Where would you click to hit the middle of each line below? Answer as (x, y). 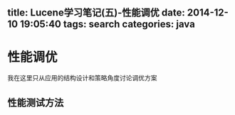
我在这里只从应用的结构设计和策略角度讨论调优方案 (82, 78)
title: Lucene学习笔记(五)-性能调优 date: (96, 13)
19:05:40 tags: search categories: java (108, 24)
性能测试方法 (36, 103)
